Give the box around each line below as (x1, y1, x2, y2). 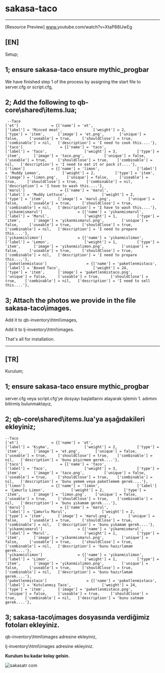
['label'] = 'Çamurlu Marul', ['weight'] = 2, (5, 509, 135, 514)
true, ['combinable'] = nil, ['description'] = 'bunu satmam (5, 595, 144, 601)
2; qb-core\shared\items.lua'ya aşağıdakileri (5, 415, 145, 424)
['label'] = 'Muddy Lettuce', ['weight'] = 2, (5, 192, 135, 197)
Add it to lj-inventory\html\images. (5, 326, 75, 333)
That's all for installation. (5, 336, 55, 342)
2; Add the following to (5, 98, 76, 106)
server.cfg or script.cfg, (5, 84, 53, 90)
